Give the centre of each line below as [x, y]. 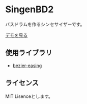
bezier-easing [27, 66]
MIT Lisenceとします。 [29, 96]
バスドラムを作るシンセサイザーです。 [45, 24]
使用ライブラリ [29, 53]
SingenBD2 [30, 9]
